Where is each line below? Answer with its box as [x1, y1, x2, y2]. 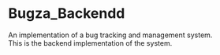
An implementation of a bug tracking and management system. [8, 30, 213, 40]
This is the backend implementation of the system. [8, 38, 173, 47]
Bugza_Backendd [8, 5, 125, 22]
